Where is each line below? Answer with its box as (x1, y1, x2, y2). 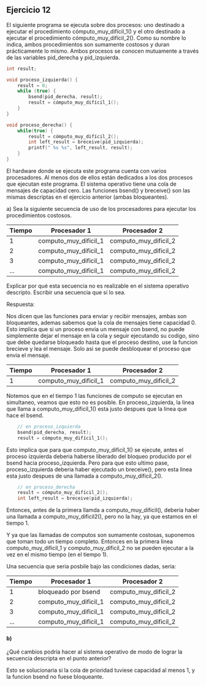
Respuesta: (6, 300, 35, 308)
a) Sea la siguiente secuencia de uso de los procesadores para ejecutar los (6, 205, 196, 212)
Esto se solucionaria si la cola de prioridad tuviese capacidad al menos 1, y (6, 666, 195, 674)
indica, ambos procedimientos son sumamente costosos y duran (6, 40, 170, 48)
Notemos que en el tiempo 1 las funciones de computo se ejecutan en (6, 392, 183, 399)
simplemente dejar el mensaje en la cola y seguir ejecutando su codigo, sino (6, 332, 199, 339)
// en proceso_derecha (17, 484, 75, 490)
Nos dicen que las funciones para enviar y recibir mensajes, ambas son (6, 312, 187, 319)
